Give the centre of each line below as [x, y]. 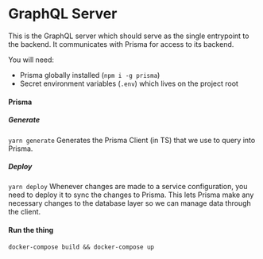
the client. [25, 212]
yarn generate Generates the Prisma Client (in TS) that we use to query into [132, 140]
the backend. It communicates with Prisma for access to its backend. [121, 44]
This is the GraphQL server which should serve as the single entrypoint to [129, 36]
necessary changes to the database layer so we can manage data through [130, 203]
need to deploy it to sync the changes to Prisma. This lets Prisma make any [131, 195]
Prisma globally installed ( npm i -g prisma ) [90, 75]
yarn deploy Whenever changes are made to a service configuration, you [128, 187]
